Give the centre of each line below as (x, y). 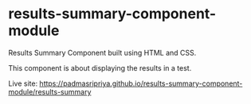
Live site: (23, 83)
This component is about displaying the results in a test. (100, 67)
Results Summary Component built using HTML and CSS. (102, 52)
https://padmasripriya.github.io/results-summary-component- (141, 83)
